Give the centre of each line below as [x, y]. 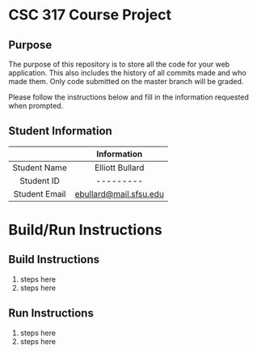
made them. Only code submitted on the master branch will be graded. [126, 81]
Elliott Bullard [119, 168]
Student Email [40, 194]
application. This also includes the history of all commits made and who [127, 73]
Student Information [61, 131]
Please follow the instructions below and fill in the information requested [128, 97]
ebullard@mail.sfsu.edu [119, 194]
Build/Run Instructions [86, 230]
